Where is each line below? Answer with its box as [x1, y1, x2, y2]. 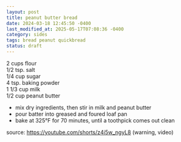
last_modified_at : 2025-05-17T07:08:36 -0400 [6, 26, 124, 32]
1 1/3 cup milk [6, 85, 41, 93]
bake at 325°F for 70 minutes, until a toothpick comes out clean [15, 116, 175, 124]
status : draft [6, 43, 43, 49]
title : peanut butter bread [6, 15, 78, 21]
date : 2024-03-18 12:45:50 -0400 [6, 20, 91, 26]
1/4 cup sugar [6, 73, 41, 80]
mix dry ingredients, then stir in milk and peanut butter [15, 104, 152, 111]
